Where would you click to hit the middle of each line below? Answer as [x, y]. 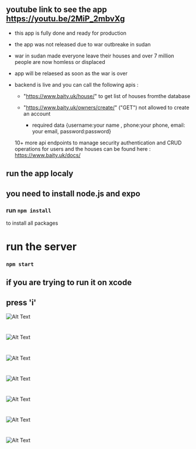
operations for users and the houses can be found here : [82, 148]
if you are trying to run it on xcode [69, 283]
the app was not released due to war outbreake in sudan [82, 44]
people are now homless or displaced [60, 62]
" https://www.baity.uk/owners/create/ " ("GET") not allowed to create [106, 107]
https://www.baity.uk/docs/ [47, 155]
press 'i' [21, 303]
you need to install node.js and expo [73, 193]
